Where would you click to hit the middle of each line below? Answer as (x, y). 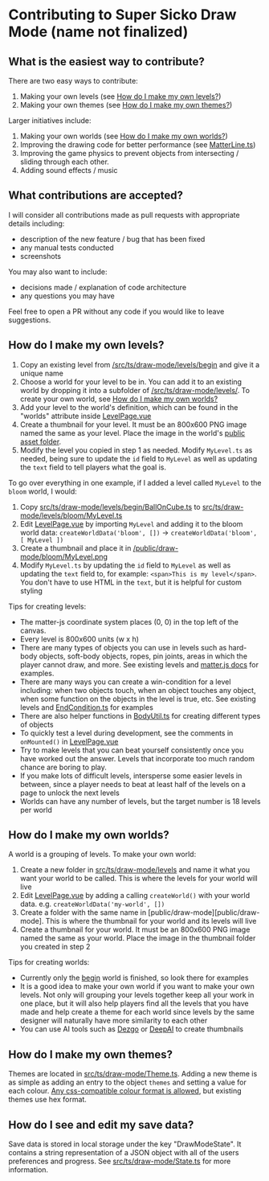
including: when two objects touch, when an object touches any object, (138, 690)
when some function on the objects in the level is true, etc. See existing (138, 699)
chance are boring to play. (63, 767)
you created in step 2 (55, 947)
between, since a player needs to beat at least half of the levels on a (133, 784)
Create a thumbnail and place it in (75, 547)
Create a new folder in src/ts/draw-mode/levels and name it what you (135, 870)
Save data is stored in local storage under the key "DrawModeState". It (125, 1144)
